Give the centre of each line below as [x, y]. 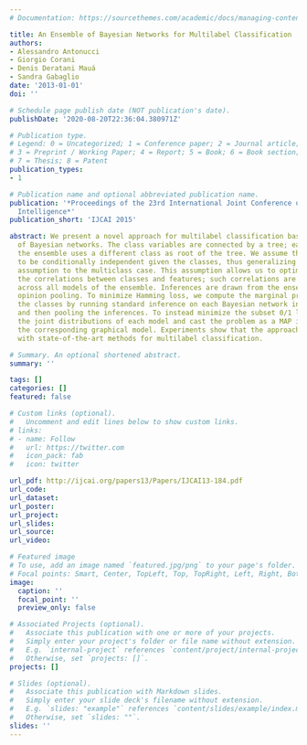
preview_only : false [57, 608]
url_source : [32, 532]
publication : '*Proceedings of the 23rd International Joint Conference [151, 203]
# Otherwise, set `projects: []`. [79, 658]
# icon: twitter [44, 464]
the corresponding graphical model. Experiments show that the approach [159, 330]
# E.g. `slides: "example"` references [90, 709]
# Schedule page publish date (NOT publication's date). [120, 111]
